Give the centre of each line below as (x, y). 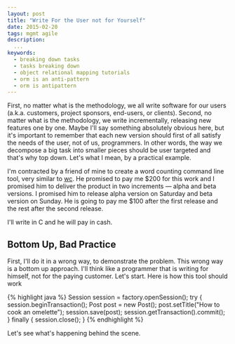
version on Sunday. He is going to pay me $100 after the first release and (113, 201)
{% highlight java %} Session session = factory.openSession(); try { (105, 297)
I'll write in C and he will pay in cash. (60, 223)
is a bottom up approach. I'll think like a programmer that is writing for (108, 269)
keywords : (22, 53)
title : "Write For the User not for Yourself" (76, 20)
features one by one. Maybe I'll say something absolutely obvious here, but (116, 128)
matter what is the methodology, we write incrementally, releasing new (109, 121)
